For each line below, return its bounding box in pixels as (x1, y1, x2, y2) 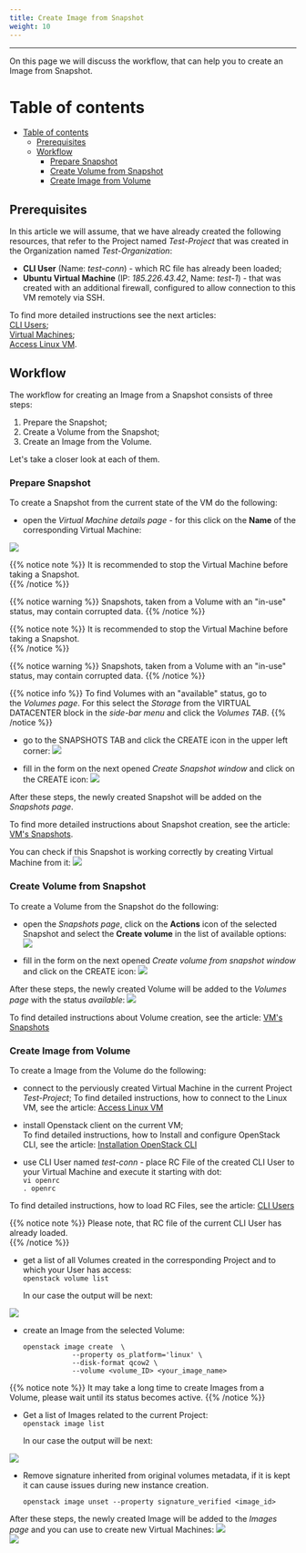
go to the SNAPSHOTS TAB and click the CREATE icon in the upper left (22, 735, 289, 746)
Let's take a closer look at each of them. (9, 454, 160, 465)
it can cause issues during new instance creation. (22, 1479, 209, 1490)
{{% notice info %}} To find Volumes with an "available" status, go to (9, 688, 267, 699)
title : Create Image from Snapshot (9, 13, 145, 23)
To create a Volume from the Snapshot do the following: (9, 900, 219, 911)
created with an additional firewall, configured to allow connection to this (22, 283, 296, 293)
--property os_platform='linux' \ (71, 1350, 203, 1359)
